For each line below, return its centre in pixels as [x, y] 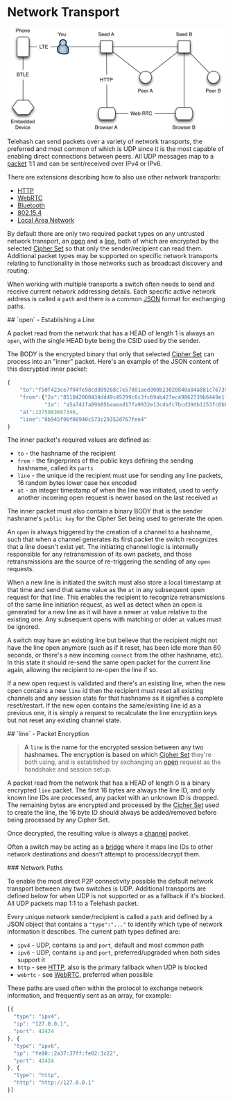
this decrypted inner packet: [48, 369]
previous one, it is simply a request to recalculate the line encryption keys [112, 713]
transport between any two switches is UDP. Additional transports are [107, 888]
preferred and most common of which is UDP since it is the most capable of [115, 149]
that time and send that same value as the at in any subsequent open [106, 590]
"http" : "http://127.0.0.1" [54, 1083]
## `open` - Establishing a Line [51, 320]
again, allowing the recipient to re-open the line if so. [83, 670]
